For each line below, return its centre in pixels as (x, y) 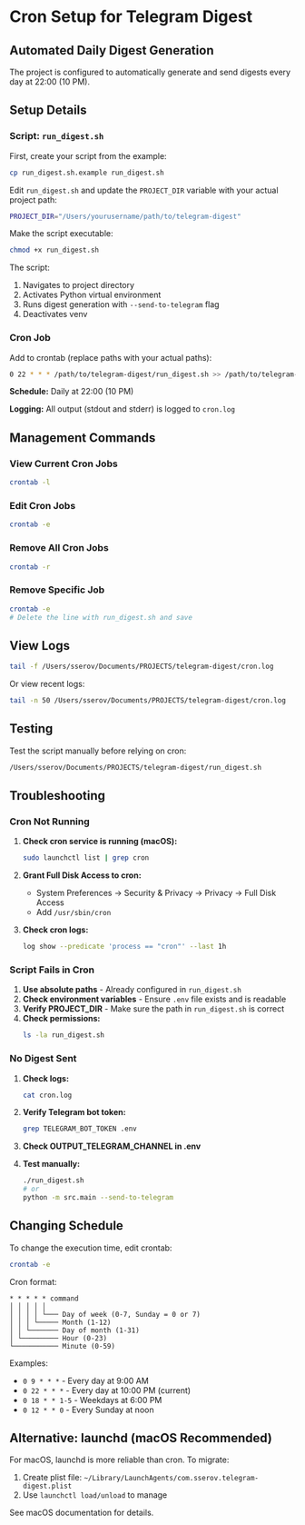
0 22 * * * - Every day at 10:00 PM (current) (107, 1390)
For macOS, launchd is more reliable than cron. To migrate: (119, 1460)
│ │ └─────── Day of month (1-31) (75, 1330)
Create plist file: (52, 1478)
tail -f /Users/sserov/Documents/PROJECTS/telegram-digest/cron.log (142, 667)
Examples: (29, 1363)
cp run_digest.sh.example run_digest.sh (87, 173)
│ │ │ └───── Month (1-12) (60, 1322)
